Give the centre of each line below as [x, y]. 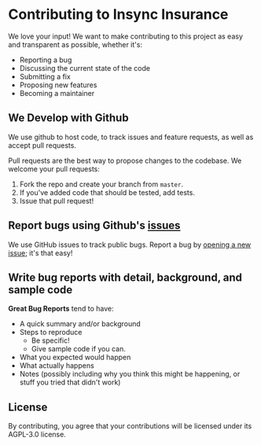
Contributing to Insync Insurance [118, 15]
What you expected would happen [75, 357]
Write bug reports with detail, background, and [125, 277]
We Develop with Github [68, 118]
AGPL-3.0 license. [37, 435]
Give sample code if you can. [78, 349]
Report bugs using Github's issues [94, 226]
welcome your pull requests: [54, 169]
